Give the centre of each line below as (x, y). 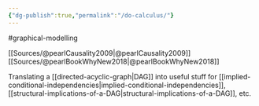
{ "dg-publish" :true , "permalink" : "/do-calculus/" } (91, 15)
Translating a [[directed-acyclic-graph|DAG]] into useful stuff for (113, 76)
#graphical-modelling (43, 38)
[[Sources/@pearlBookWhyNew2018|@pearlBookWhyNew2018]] (114, 61)
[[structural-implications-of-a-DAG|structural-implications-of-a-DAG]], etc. (130, 93)
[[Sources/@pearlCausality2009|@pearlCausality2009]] (100, 53)
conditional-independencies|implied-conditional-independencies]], (117, 85)
